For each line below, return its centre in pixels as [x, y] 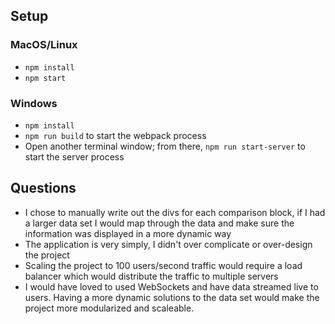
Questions [43, 188]
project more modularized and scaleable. [109, 308]
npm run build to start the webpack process [115, 135]
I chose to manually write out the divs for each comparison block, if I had [175, 212]
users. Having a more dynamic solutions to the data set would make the [172, 297]
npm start [45, 78]
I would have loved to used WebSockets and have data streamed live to [171, 286]
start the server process [74, 156]
